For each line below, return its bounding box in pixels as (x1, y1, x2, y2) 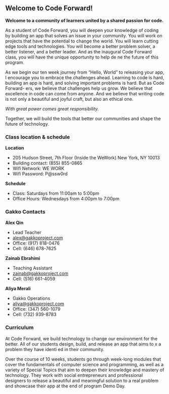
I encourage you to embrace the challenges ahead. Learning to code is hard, (5, 74, 164, 80)
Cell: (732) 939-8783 (12, 311, 57, 317)
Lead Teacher (12, 230, 42, 236)
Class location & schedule (5, 133, 70, 140)
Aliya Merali (5, 286, 31, 292)
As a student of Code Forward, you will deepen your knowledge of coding (5, 27, 159, 33)
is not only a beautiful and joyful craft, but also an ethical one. (5, 96, 134, 102)
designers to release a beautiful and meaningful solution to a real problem (5, 377, 159, 383)
